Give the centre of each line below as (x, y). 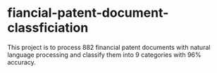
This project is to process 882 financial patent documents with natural (109, 47)
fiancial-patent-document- (88, 13)
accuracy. (22, 62)
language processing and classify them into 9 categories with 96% (105, 55)
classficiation (48, 28)
